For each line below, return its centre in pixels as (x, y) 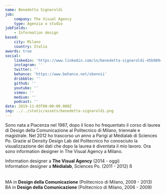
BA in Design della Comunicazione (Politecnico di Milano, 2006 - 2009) (79, 187)
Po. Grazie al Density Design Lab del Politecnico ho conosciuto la (71, 141)
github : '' (25, 83)
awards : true (19, 51)
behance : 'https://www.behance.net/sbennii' (61, 74)
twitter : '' (26, 70)
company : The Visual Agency (43, 19)
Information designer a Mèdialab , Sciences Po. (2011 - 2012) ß (69, 166)
